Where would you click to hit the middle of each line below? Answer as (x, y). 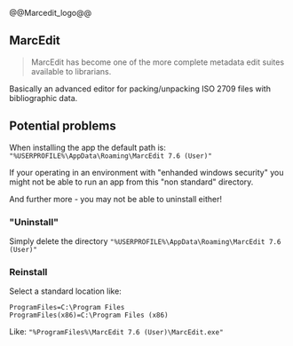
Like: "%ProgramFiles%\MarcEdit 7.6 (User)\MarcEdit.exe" (116, 332)
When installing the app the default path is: (87, 147)
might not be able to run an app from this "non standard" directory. (131, 182)
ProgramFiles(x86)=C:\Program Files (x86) (89, 315)
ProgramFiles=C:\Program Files (67, 308)
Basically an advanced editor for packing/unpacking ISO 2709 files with (140, 89)
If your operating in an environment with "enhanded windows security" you (146, 172)
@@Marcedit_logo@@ (50, 13)
